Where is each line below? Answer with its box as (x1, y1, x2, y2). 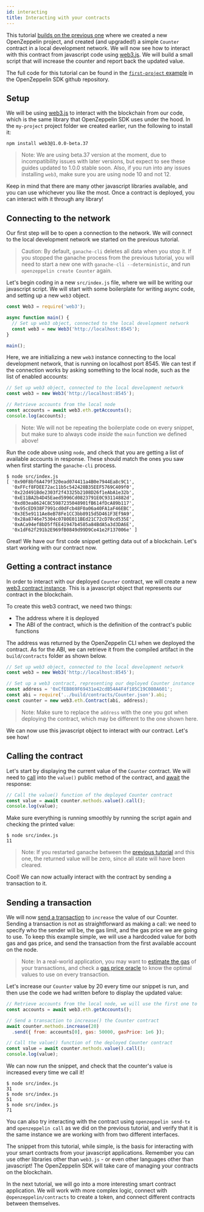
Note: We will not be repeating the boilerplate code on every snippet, (21, 424, 194, 431)
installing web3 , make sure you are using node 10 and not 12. (21, 171, 172, 178)
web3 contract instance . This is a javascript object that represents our (6, 584, 182, 591)
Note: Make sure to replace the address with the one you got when (21, 708, 188, 716)
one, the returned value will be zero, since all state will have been (21, 855, 186, 863)
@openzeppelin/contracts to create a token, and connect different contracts (6, 1193, 195, 1201)
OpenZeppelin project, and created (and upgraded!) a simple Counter (6, 38, 180, 45)
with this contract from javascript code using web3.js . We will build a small (6, 51, 193, 58)
